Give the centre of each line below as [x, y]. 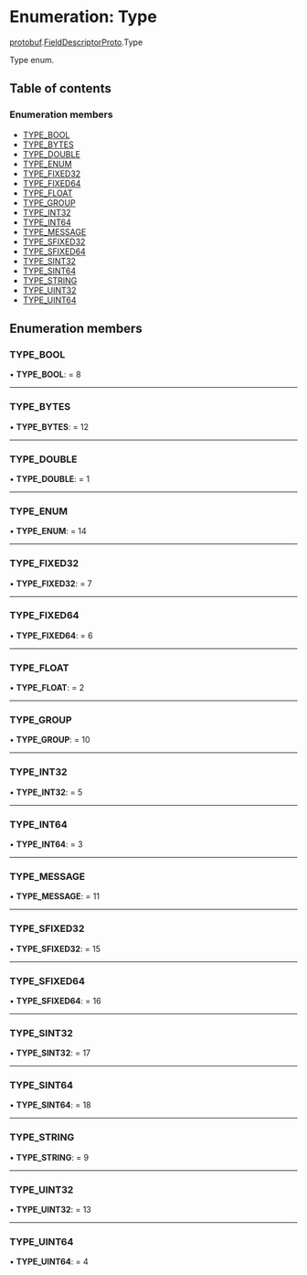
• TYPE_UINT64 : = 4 [49, 1262]
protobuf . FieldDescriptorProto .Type [76, 42]
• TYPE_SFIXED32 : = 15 [55, 948]
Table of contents [60, 89]
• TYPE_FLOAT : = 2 [47, 688]
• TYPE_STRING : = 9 [49, 1157]
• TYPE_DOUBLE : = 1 [49, 478]
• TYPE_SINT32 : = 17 [50, 1053]
